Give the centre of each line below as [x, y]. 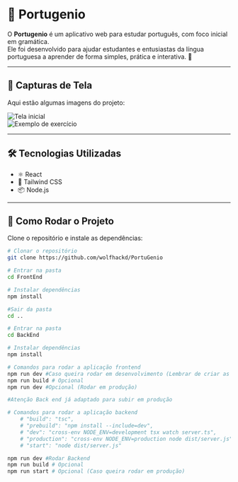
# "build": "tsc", [47, 419]
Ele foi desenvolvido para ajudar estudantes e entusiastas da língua [106, 49]
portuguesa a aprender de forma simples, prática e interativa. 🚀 [100, 57]
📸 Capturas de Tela [50, 85]
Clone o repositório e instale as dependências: [75, 238]
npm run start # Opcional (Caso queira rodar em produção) [96, 471]
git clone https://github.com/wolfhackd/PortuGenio [85, 258]
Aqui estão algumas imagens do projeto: [66, 103]
